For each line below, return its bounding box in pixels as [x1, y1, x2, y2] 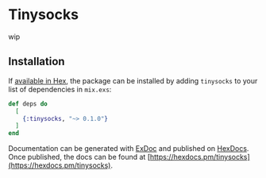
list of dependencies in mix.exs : [8, 84, 112, 94]
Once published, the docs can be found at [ [8, 153, 151, 162]
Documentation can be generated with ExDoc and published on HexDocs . [8, 144, 249, 153]
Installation [8, 55, 65, 68]
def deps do [8, 99, 48, 108]
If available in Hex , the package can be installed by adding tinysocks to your [8, 75, 258, 85]
